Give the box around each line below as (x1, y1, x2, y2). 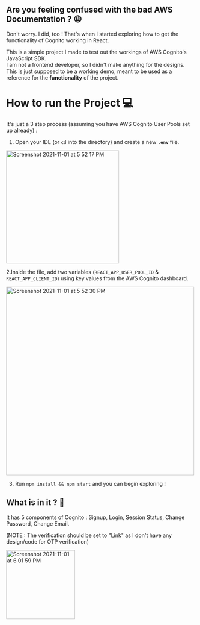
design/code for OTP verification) (6, 538, 89, 545)
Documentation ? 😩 (6, 14, 82, 25)
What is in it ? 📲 (6, 497, 65, 508)
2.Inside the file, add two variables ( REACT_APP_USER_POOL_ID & (6, 268, 159, 275)
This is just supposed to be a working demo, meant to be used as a (6, 68, 172, 75)
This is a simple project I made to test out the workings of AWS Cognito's (6, 48, 187, 55)
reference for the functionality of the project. (6, 74, 119, 81)
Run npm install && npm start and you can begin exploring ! (14, 480, 166, 487)
